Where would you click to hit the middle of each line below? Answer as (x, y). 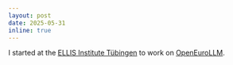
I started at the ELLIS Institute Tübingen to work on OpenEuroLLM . (116, 53)
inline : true (30, 30)
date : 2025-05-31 (37, 23)
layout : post (30, 15)
